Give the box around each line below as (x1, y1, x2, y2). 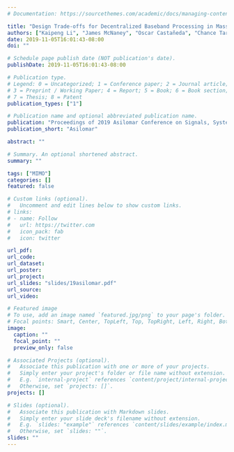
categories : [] (7, 176, 52, 184)
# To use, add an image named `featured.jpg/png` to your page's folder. (7, 312, 226, 319)
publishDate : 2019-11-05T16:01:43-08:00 (7, 61, 127, 68)
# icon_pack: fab (7, 228, 64, 235)
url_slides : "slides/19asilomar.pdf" (7, 279, 117, 286)
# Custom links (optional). (7, 196, 89, 203)
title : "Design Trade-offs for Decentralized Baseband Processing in (7, 22, 214, 30)
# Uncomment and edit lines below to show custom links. (7, 202, 182, 210)
